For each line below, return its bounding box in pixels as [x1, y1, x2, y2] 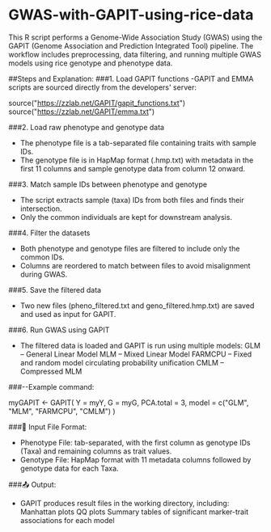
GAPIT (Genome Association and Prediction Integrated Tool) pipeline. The [8, 40, 254, 50]
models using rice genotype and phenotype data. [8, 58, 173, 68]
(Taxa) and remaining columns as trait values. [19, 446, 172, 456]
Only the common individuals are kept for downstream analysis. [19, 212, 233, 222]
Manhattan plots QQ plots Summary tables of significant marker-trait [19, 507, 249, 517]
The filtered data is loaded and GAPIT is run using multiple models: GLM [19, 340, 261, 350]
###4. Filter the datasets [8, 228, 91, 238]
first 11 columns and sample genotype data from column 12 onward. [19, 163, 245, 173]
